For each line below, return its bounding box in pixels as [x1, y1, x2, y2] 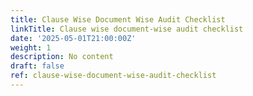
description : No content [10, 52, 114, 62]
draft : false [10, 61, 65, 71]
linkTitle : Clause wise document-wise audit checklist [10, 24, 244, 34]
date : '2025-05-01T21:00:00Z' [10, 33, 137, 43]
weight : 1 [10, 42, 52, 53]
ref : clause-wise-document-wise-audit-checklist [10, 71, 217, 81]
